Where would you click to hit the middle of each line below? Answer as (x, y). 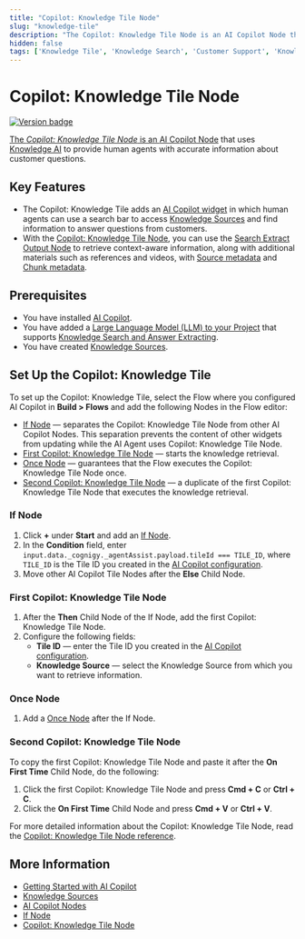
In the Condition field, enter (74, 544)
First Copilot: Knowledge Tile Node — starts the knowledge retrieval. (151, 453)
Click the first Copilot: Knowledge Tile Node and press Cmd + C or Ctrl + (158, 789)
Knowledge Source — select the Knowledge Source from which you (164, 665)
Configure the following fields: (79, 636)
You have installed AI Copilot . (77, 317)
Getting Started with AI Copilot (79, 886)
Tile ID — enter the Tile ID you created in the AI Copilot (139, 646)
